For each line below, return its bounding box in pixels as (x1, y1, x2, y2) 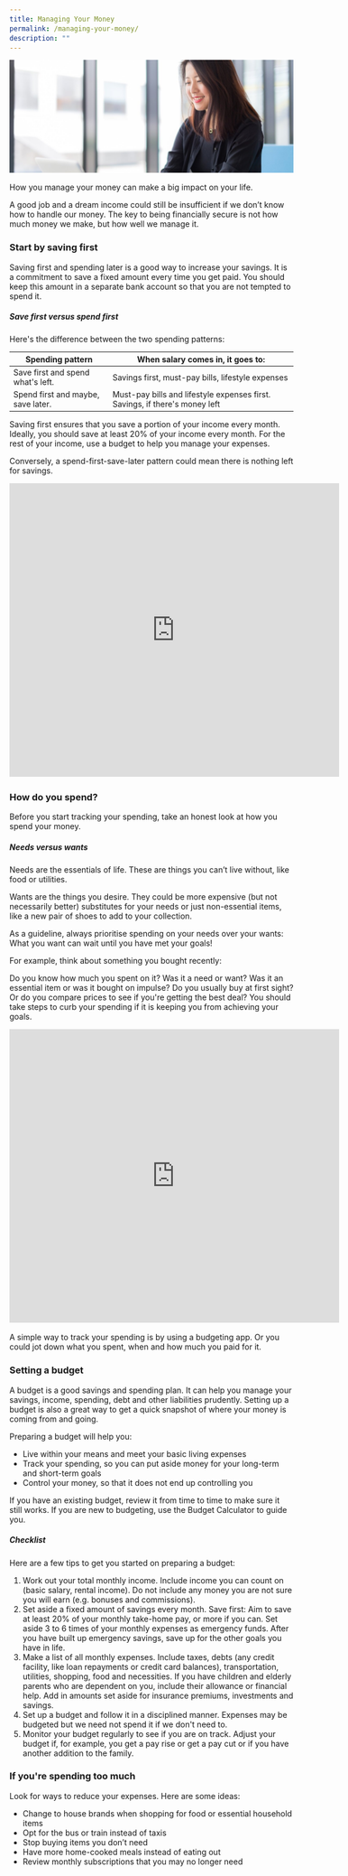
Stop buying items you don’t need (22, 1836, 149, 1847)
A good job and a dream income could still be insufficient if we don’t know (9, 200, 285, 210)
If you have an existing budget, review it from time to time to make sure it (9, 1495, 280, 1506)
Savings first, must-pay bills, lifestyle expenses (112, 371, 288, 383)
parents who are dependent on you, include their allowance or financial (22, 1680, 288, 1691)
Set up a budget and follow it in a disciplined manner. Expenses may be (22, 1709, 288, 1720)
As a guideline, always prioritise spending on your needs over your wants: (9, 929, 284, 939)
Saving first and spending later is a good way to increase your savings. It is (9, 262, 288, 273)
